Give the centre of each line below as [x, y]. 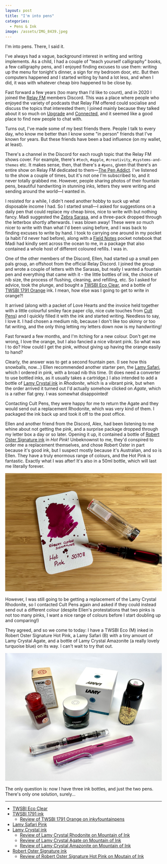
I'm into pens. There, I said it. [35, 46]
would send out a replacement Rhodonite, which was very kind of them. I [80, 409]
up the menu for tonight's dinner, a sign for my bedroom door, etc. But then [82, 72]
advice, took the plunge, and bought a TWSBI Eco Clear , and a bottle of [78, 285]
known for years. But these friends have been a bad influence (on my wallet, [83, 139]
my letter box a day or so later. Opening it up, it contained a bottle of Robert [83, 434]
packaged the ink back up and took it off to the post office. [65, 414]
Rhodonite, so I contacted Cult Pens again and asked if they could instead [81, 605]
